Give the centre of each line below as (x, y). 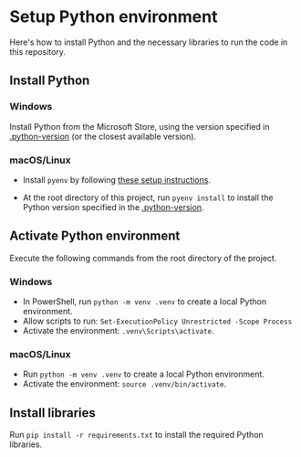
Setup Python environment (114, 17)
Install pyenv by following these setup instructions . (117, 179)
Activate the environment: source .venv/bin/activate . (125, 384)
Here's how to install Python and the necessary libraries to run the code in (149, 42)
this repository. (38, 51)
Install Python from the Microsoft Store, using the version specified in (140, 126)
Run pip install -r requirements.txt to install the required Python (137, 435)
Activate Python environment (95, 236)
